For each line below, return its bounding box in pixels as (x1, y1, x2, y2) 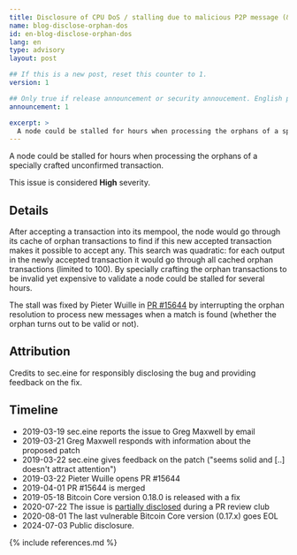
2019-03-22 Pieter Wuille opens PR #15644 (21, 473, 181, 483)
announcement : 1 (9, 103, 69, 111)
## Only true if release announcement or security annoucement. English (9, 94, 283, 103)
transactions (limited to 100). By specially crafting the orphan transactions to (9, 264, 287, 275)
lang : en (9, 37, 42, 47)
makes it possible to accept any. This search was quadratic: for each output (9, 245, 286, 256)
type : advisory (9, 46, 65, 55)
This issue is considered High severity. (9, 178, 150, 188)
